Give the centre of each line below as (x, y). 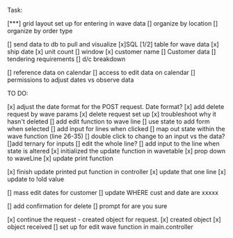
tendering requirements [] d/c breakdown (66, 59)
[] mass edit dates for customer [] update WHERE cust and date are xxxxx (113, 193)
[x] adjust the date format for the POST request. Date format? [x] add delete (116, 107)
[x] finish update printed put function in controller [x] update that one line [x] (116, 172)
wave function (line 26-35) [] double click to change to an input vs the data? (116, 136)
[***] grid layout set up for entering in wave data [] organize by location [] (113, 23)
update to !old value (36, 179)
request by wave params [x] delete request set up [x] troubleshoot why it (112, 114)
